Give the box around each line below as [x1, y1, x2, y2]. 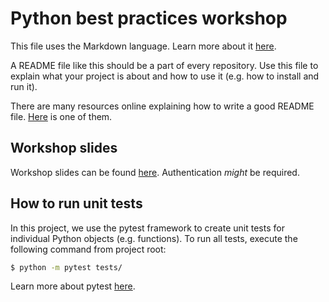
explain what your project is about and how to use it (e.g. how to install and [10, 70, 320, 82]
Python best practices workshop [10, 7, 288, 30]
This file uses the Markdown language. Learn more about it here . [10, 40, 277, 52]
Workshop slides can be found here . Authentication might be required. [10, 166, 300, 178]
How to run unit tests [10, 195, 143, 212]
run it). [10, 80, 38, 92]
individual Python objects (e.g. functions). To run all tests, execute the [10, 232, 298, 244]
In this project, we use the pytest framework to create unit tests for [10, 222, 285, 234]
